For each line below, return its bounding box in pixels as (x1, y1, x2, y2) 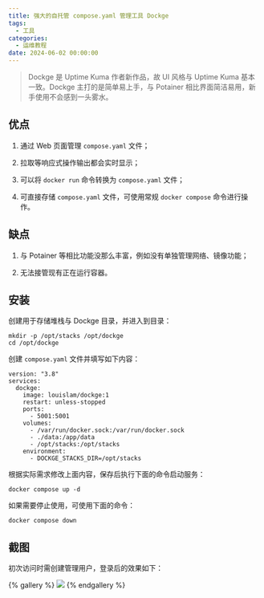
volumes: (22, 419, 52, 428)
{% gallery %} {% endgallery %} (8, 580, 126, 590)
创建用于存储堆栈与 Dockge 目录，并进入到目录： (8, 316, 172, 326)
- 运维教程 (15, 42, 47, 50)
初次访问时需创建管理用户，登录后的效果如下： (8, 563, 163, 573)
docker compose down (8, 517, 78, 525)
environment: (22, 447, 67, 456)
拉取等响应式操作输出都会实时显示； (19, 157, 140, 167)
